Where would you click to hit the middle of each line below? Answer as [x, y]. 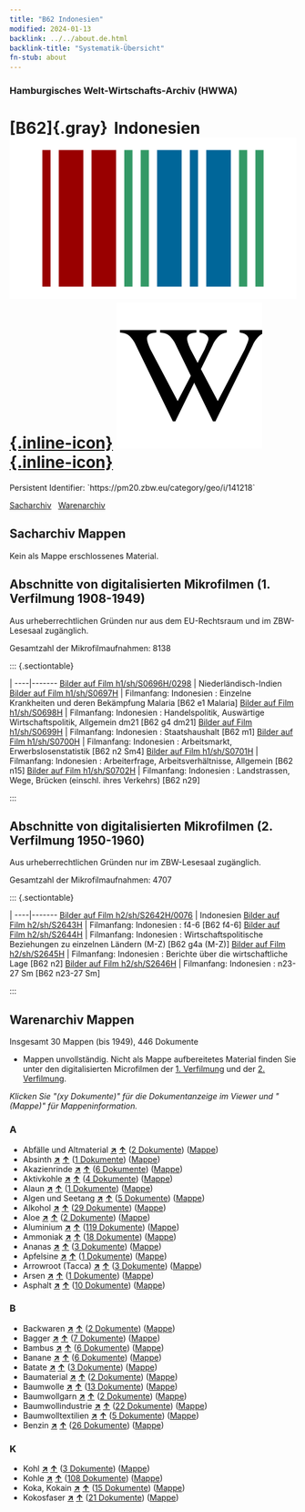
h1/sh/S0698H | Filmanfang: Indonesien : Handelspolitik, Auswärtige [137, 712]
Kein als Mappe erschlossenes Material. [84, 556]
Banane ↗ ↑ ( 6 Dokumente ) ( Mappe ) [92, 1357]
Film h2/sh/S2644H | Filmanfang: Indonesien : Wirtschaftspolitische [137, 935]
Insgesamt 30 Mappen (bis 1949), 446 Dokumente [104, 1042]
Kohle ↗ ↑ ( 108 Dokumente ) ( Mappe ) [93, 1478]
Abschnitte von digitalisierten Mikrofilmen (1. [140, 584]
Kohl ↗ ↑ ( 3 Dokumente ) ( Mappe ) [86, 1469]
